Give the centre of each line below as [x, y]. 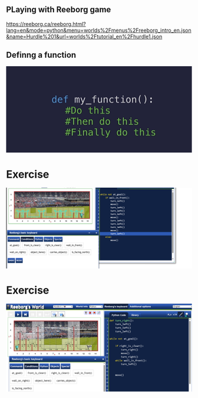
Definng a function [41, 55]
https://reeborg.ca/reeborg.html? [46, 24]
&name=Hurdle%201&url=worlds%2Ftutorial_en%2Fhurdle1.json [84, 36]
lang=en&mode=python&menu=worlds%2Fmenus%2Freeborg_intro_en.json [99, 30]
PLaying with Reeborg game [59, 10]
